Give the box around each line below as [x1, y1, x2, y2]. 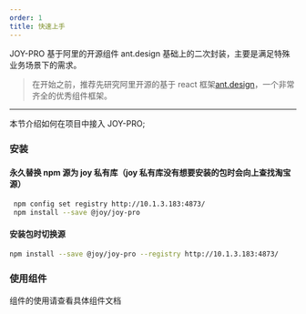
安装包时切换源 [9, 228, 66, 239]
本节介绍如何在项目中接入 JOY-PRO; [9, 117, 146, 128]
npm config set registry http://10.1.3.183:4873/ [13, 199, 206, 208]
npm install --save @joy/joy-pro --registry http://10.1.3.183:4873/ [9, 249, 280, 258]
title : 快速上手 [9, 22, 66, 31]
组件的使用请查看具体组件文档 [9, 295, 121, 306]
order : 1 [9, 13, 43, 23]
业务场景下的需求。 [9, 59, 82, 70]
